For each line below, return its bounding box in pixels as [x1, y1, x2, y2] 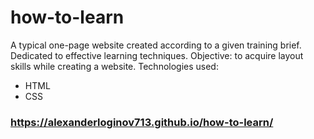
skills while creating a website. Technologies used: [10, 60, 219, 72]
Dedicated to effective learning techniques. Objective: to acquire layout [10, 49, 304, 61]
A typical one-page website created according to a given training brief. [10, 39, 302, 51]
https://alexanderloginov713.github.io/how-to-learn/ [10, 115, 274, 129]
